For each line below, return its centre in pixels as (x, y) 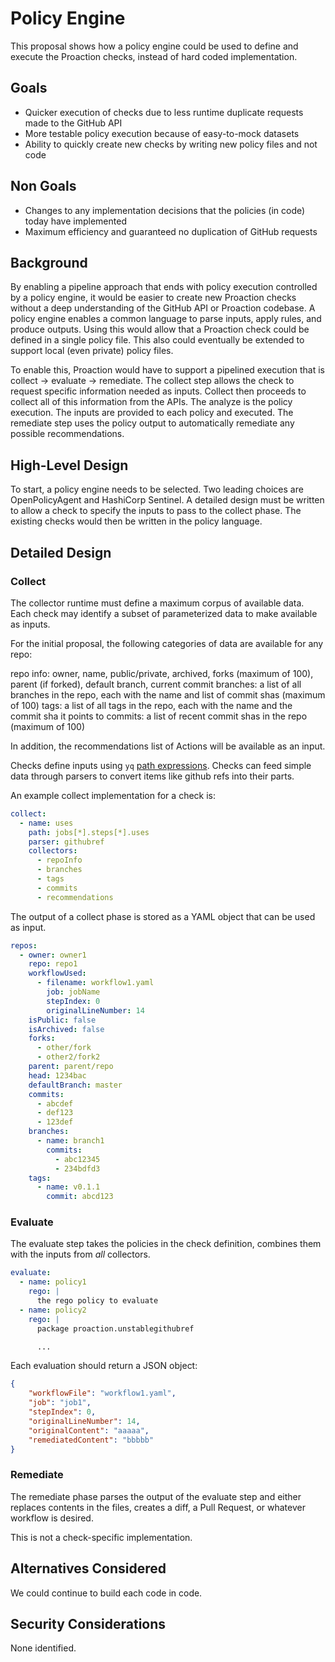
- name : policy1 (53, 1282)
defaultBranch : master (75, 1085)
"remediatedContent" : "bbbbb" (91, 1440)
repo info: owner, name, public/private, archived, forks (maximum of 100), (162, 673)
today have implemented (75, 221)
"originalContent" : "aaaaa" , (89, 1430)
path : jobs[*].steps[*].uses (89, 832)
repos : (24, 945)
